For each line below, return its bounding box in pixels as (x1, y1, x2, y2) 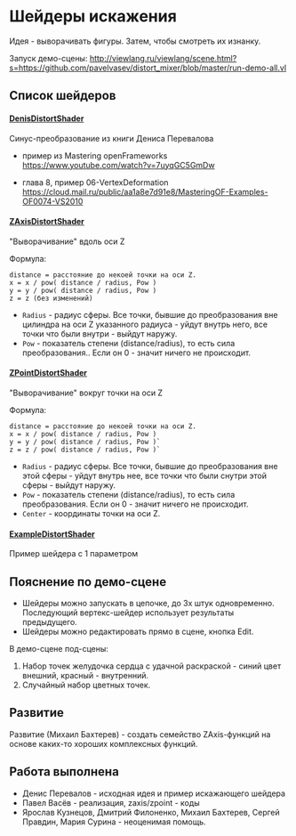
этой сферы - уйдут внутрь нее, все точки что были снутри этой (21, 470, 267, 481)
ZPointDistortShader (9, 368, 87, 378)
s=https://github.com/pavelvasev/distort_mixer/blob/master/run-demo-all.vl (9, 62, 287, 73)
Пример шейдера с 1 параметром (9, 548, 139, 559)
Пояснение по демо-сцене (9, 574, 167, 589)
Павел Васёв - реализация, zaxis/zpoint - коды (21, 797, 200, 808)
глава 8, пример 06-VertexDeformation (21, 176, 169, 188)
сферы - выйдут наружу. (21, 479, 116, 491)
